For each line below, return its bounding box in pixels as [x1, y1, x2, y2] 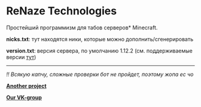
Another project [6, 82, 47, 89]
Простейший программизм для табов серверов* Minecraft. [6, 24, 158, 31]
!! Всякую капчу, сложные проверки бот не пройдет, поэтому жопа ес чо [6, 71, 194, 78]
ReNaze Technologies [6, 4, 117, 18]
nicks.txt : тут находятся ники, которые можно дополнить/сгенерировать [6, 35, 193, 42]
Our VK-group [6, 94, 42, 101]
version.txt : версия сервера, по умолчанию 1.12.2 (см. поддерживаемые [6, 47, 193, 54]
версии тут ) [6, 53, 36, 60]
